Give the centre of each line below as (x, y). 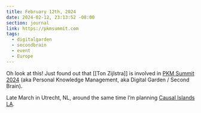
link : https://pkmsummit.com (42, 28)
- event (21, 51)
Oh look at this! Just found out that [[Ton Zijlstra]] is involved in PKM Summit (100, 73)
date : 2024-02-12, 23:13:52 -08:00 (51, 17)
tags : (13, 34)
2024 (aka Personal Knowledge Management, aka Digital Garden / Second (98, 80)
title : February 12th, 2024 (41, 12)
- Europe (22, 56)
